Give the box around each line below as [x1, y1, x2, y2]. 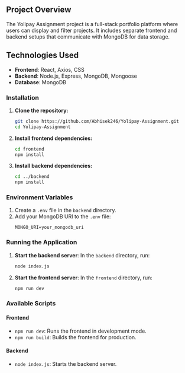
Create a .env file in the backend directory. [14, 207, 116, 214]
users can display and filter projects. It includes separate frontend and [6, 27, 177, 34]
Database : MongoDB [14, 78, 67, 85]
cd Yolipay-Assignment [14, 124, 71, 130]
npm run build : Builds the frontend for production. [14, 333, 137, 340]
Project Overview [6, 5, 72, 15]
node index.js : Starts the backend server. [14, 360, 117, 367]
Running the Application [6, 238, 77, 247]
